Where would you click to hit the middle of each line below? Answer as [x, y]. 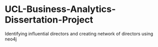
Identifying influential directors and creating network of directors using [79, 33]
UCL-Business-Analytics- [60, 9]
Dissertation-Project [49, 20]
